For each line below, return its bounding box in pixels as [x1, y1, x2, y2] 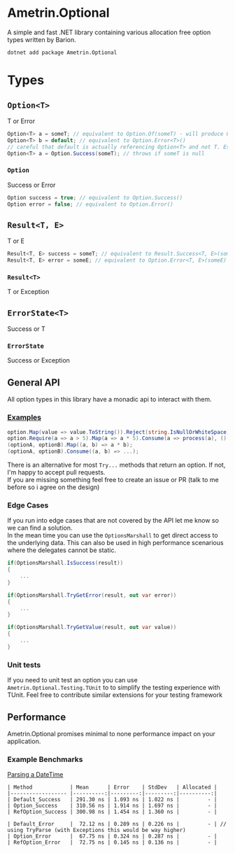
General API [7, 376, 61, 388]
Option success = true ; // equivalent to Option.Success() [7, 194, 183, 201]
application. [7, 737, 41, 745]
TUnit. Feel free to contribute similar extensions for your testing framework [7, 691, 222, 699]
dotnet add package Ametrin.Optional [7, 49, 117, 56]
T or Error [7, 117, 36, 125]
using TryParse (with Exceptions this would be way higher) [7, 827, 187, 834]
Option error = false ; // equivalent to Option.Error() [7, 201, 173, 208]
